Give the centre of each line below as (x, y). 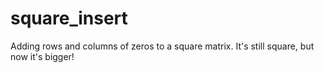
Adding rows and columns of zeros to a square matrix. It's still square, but (162, 46)
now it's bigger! (42, 56)
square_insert (69, 18)
